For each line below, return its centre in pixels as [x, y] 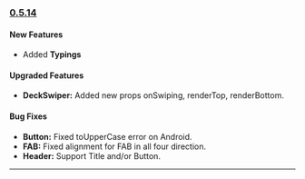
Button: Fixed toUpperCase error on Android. [107, 136]
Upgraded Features [47, 75]
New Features [36, 35]
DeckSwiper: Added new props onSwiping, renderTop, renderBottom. [153, 95]
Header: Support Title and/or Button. [92, 155]
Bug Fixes [29, 116]
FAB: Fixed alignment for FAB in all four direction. [114, 146]
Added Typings [52, 55]
